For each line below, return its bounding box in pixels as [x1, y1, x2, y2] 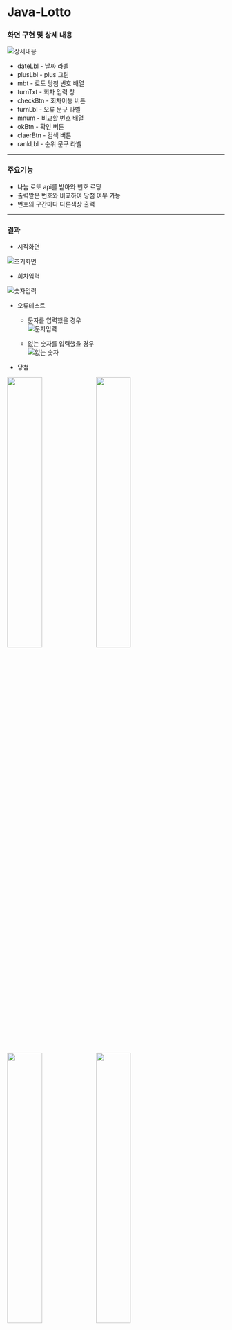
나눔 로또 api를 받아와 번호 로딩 [17, 182, 101, 191]
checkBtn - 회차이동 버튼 [17, 96, 86, 105]
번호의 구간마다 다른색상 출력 [17, 200, 95, 208]
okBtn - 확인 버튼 [17, 123, 64, 131]
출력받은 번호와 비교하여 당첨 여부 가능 [17, 191, 121, 200]
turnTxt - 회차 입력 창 [17, 88, 75, 96]
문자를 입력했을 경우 [27, 316, 81, 324]
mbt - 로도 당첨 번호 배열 [17, 79, 85, 87]
